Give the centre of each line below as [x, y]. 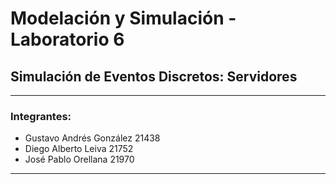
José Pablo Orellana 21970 [79, 159]
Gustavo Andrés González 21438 [92, 138]
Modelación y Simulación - [123, 18]
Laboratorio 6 [67, 39]
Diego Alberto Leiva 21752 [79, 149]
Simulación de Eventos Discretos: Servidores [154, 76]
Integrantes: [41, 116]
